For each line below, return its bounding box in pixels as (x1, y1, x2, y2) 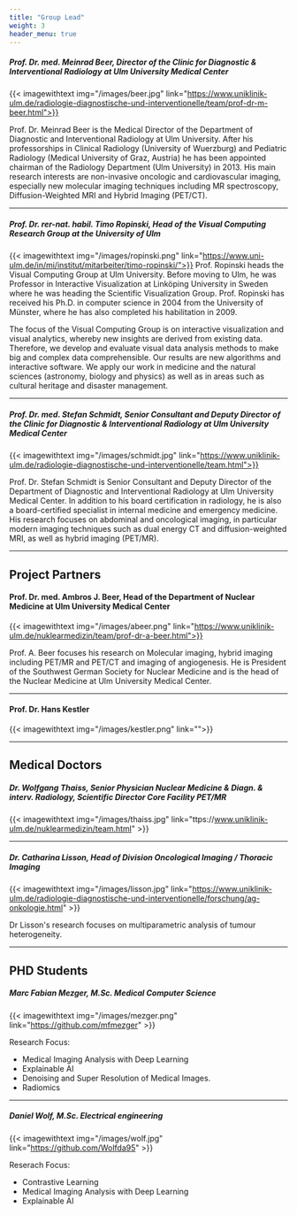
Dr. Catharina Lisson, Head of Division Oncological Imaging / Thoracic (9, 852, 274, 863)
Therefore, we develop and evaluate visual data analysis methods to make (9, 342, 279, 354)
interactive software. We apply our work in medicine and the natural (9, 362, 256, 373)
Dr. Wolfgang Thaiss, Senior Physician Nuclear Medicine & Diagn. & (9, 782, 263, 793)
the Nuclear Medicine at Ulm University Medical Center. (9, 675, 212, 686)
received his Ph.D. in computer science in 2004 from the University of (9, 297, 263, 308)
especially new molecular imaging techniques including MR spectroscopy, (9, 181, 279, 191)
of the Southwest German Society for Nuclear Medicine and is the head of (9, 665, 279, 677)
